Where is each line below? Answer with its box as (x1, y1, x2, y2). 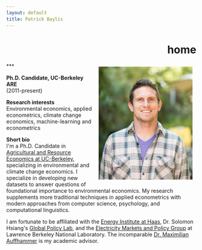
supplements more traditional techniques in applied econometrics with (6, 193, 181, 201)
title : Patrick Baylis (6, 16, 63, 22)
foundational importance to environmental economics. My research (6, 187, 174, 195)
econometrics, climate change (6, 111, 81, 119)
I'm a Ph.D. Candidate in (6, 142, 66, 150)
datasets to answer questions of (6, 181, 86, 188)
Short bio (6, 136, 30, 143)
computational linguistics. (6, 207, 70, 214)
